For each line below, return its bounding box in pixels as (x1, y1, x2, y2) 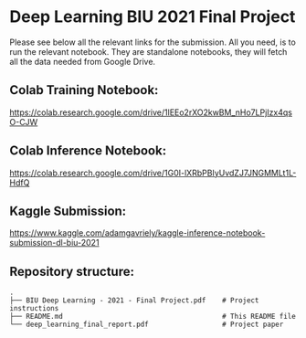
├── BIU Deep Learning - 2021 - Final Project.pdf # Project (9, 296, 259, 305)
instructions (9, 304, 59, 313)
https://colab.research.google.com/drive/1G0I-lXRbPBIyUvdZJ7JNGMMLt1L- (9, 167, 297, 178)
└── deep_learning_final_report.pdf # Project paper (9, 320, 284, 330)
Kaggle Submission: (9, 203, 127, 218)
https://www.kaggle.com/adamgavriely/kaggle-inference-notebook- (9, 227, 266, 238)
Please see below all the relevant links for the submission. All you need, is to (9, 37, 297, 48)
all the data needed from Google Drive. (9, 56, 156, 67)
